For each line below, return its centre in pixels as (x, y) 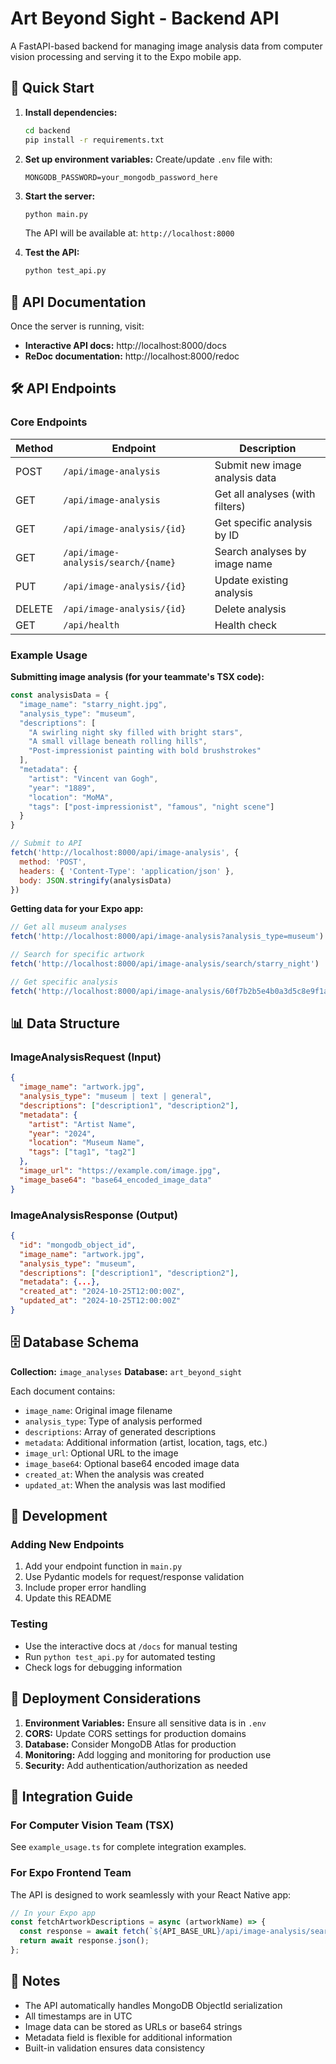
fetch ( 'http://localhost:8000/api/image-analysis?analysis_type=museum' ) (167, 937)
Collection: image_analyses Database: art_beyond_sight (126, 1371)
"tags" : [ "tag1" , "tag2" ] (82, 1152)
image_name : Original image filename (98, 1410)
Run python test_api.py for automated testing (120, 1656)
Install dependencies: (71, 112)
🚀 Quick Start (52, 88)
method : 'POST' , (53, 862)
